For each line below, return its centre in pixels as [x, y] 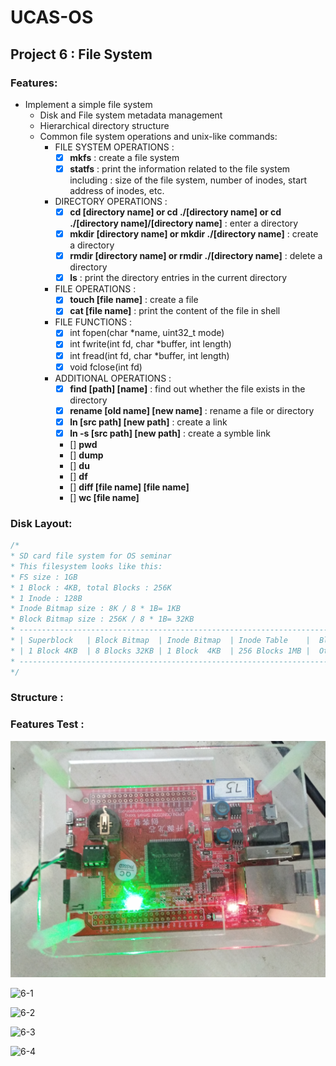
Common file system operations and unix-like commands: [158, 136]
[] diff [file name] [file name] [129, 487]
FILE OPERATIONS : [95, 289]
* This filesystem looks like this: [86, 566]
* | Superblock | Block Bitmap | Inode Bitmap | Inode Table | [160, 641]
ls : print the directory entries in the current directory [178, 278]
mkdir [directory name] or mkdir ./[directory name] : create [194, 234]
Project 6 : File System [81, 54]
